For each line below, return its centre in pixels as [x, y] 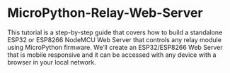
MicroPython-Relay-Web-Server [105, 13]
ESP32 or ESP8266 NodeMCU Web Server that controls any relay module [114, 39]
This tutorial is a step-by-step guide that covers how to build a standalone [115, 32]
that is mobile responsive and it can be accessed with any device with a [112, 55]
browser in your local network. [52, 62]
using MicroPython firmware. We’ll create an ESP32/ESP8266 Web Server [115, 47]
